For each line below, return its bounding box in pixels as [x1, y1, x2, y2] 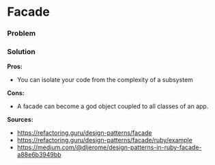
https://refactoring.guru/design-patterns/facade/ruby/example [16, 136, 192, 144]
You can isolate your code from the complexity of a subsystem [16, 76, 193, 84]
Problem [7, 29, 36, 38]
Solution [7, 47, 36, 57]
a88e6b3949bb [16, 151, 61, 159]
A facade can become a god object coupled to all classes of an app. [16, 102, 209, 110]
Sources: [7, 116, 33, 124]
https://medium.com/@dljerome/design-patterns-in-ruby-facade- [16, 143, 202, 151]
